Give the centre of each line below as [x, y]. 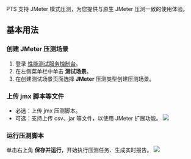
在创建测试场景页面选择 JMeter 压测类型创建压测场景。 [85, 79]
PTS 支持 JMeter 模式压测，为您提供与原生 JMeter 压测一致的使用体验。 [97, 9]
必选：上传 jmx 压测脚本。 [48, 110]
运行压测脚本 [25, 135]
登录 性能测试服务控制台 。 [48, 64]
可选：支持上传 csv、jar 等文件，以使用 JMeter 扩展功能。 [88, 118]
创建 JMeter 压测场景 [38, 49]
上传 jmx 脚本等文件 [35, 96]
